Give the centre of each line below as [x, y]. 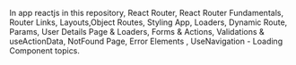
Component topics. [45, 51]
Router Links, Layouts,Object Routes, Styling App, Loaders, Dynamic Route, [148, 22]
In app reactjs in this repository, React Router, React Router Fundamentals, [147, 13]
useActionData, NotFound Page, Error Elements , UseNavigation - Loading [146, 41]
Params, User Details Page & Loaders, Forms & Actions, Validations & [137, 32]
